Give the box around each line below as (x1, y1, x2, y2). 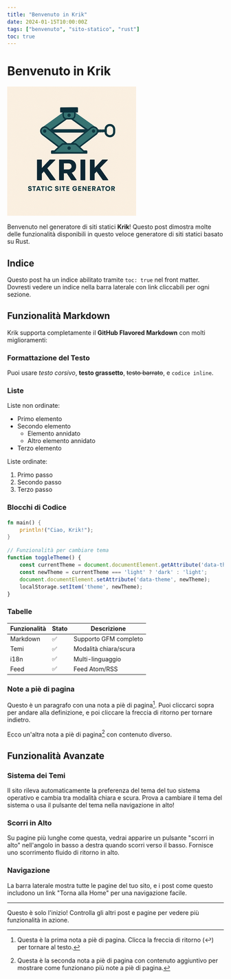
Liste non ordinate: (7, 402, 60, 410)
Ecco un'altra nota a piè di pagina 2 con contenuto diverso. (7, 729, 173, 739)
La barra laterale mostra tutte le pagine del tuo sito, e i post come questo (7, 881, 213, 889)
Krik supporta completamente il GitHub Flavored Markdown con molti (7, 328, 206, 337)
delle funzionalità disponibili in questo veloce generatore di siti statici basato (7, 230, 223, 238)
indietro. (7, 715, 31, 723)
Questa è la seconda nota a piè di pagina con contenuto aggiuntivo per (16, 956, 219, 965)
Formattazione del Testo (7, 353, 91, 362)
